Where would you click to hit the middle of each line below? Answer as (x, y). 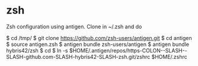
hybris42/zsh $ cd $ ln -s (37, 50)
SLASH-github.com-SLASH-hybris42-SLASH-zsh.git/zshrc (78, 57)
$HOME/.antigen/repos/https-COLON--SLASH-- (128, 50)
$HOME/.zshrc (170, 57)
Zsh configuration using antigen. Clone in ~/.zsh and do (74, 27)
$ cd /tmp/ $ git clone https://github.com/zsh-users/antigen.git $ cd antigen (99, 38)
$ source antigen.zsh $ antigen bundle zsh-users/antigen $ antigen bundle (98, 44)
